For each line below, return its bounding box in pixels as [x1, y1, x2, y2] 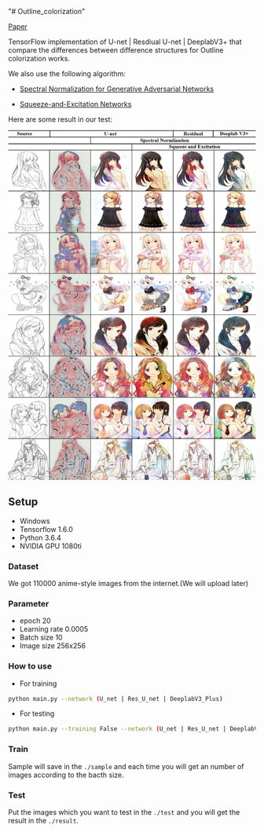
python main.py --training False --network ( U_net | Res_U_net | [8, 725, 226, 733]
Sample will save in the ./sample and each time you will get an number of [8, 761, 245, 771]
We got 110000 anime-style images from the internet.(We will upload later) [8, 578, 249, 588]
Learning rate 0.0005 [19, 625, 89, 634]
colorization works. [8, 54, 71, 63]
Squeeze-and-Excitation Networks [19, 100, 132, 108]
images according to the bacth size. [8, 770, 124, 779]
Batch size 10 [19, 632, 63, 643]
